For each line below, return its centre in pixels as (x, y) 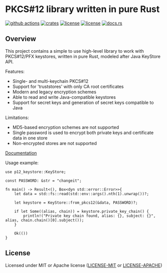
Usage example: (22, 163)
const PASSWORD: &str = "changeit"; (43, 181)
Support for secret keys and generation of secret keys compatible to (83, 102)
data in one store (30, 138)
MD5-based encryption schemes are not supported (66, 127)
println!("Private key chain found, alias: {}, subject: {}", (90, 216)
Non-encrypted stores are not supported (54, 143)
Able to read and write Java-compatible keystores (64, 97)
